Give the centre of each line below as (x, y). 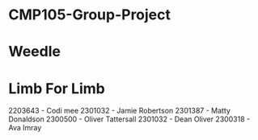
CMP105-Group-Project (90, 15)
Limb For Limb (57, 88)
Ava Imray (25, 128)
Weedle (34, 52)
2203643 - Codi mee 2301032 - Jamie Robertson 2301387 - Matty (119, 111)
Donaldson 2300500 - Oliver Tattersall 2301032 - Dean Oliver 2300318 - (129, 119)
